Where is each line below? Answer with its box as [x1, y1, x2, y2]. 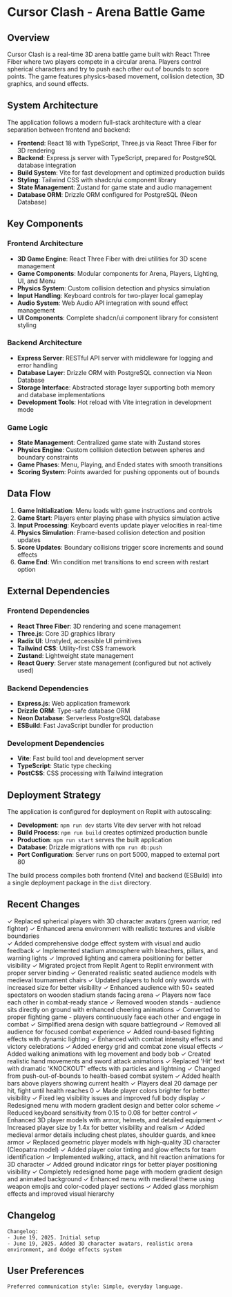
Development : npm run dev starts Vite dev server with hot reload [17, 821, 202, 829]
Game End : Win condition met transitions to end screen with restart [17, 557, 209, 566]
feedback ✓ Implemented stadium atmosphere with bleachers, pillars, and [7, 946, 218, 955]
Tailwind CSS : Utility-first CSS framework [17, 644, 136, 652]
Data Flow [7, 488, 51, 500]
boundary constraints [17, 453, 79, 462]
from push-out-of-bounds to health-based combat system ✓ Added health [7, 1072, 220, 1080]
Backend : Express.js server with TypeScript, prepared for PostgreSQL [17, 153, 217, 162]
